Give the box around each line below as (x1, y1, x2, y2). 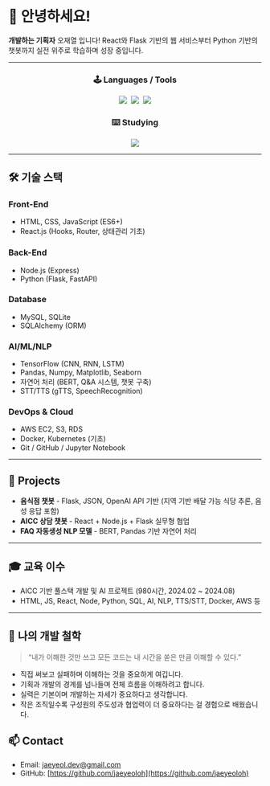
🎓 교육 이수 (8, 559, 66, 573)
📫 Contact (8, 735, 64, 748)
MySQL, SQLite (19, 312, 71, 321)
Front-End (8, 199, 49, 210)
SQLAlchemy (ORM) (19, 321, 87, 330)
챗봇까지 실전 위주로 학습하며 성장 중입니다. (8, 45, 144, 55)
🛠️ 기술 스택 (8, 170, 63, 184)
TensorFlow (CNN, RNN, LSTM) (19, 359, 125, 369)
